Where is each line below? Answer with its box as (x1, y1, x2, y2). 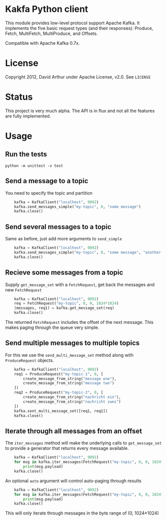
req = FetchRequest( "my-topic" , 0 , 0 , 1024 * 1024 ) (14, 301, 119, 306)
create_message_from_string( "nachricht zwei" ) (23, 399, 121, 404)
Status (5, 91, 33, 103)
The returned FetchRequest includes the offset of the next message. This (5, 319, 154, 325)
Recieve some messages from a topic (5, 268, 123, 277)
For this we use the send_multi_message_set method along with (5, 352, 134, 358)
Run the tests (5, 150, 47, 158)
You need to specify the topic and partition (5, 190, 93, 196)
